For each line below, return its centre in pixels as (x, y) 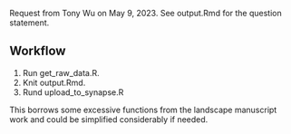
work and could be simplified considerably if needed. (109, 119)
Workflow (38, 51)
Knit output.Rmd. (54, 82)
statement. (29, 23)
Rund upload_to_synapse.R (73, 92)
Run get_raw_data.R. (61, 72)
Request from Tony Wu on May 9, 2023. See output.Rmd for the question (146, 13)
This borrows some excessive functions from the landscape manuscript (143, 110)
